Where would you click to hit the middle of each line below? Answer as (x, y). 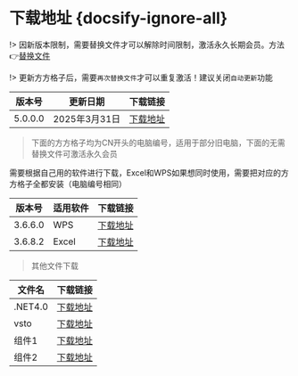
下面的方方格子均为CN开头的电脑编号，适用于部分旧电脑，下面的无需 (158, 143)
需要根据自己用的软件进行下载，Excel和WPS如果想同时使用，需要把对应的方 (149, 172)
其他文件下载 (54, 266)
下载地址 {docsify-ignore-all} (119, 18)
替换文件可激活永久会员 (74, 153)
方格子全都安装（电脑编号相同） (68, 184)
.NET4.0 (31, 307)
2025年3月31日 (87, 119)
